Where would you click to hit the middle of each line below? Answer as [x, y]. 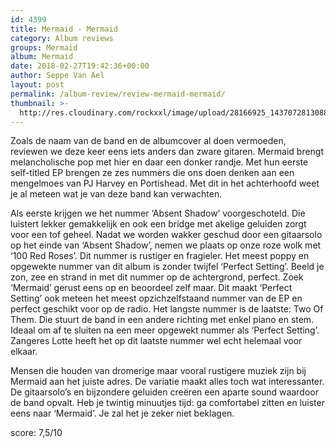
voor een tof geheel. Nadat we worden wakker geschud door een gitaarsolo [166, 235]
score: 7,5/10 [36, 433]
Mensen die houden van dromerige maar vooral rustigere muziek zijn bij [158, 371]
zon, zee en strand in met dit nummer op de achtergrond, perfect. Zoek [157, 277]
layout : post [37, 85]
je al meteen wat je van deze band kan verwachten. [116, 194]
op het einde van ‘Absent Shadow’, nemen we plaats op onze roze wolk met [166, 245]
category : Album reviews [62, 38]
